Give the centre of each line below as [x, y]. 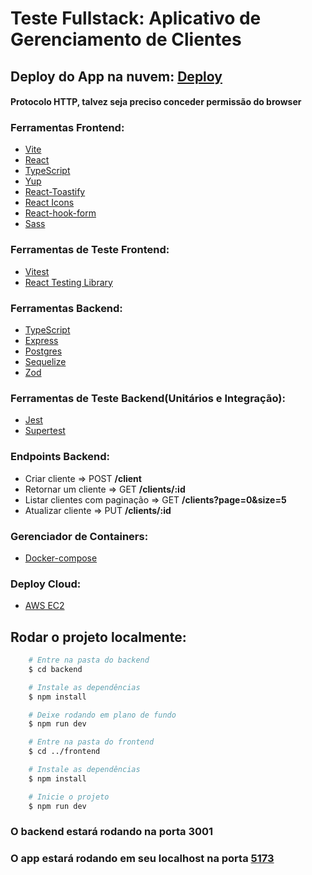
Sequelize [45, 362]
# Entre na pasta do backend [89, 660]
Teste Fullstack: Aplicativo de [136, 18]
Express [41, 341]
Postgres [43, 351]
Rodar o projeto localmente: [98, 637]
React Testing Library [68, 282]
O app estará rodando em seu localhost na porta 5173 [142, 859]
